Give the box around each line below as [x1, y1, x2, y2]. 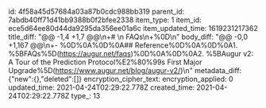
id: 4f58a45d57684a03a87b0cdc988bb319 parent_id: [8, 7, 185, 16]
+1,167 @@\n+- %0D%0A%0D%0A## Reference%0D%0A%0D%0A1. [8, 40, 238, 50]
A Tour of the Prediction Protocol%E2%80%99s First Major [8, 57, 202, 67]
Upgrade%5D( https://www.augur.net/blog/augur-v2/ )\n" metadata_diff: [8, 66, 242, 75]
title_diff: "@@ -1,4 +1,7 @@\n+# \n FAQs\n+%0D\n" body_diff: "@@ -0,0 [8, 32, 249, 41]
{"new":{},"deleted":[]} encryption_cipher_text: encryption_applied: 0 [8, 75, 233, 83]
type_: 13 [71, 91, 101, 100]
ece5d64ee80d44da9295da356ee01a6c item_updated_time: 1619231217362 [8, 24, 258, 33]
